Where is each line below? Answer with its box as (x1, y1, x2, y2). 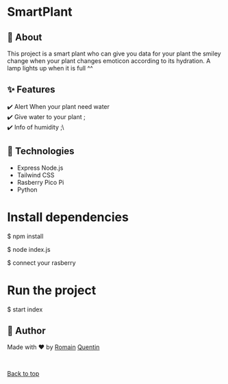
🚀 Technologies (7, 145, 75, 157)
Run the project (7, 282, 97, 298)
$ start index (7, 305, 43, 313)
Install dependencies (7, 209, 129, 225)
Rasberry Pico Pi (16, 178, 64, 186)
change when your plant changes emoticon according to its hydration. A (7, 57, 211, 65)
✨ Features (7, 84, 55, 96)
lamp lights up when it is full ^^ (7, 64, 94, 72)
